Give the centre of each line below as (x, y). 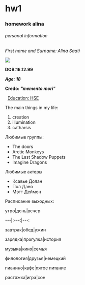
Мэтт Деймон (27, 192)
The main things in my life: (32, 108)
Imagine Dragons (29, 162)
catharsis (21, 128)
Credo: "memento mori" (30, 88)
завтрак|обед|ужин (26, 230)
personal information (26, 35)
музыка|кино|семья (26, 249)
